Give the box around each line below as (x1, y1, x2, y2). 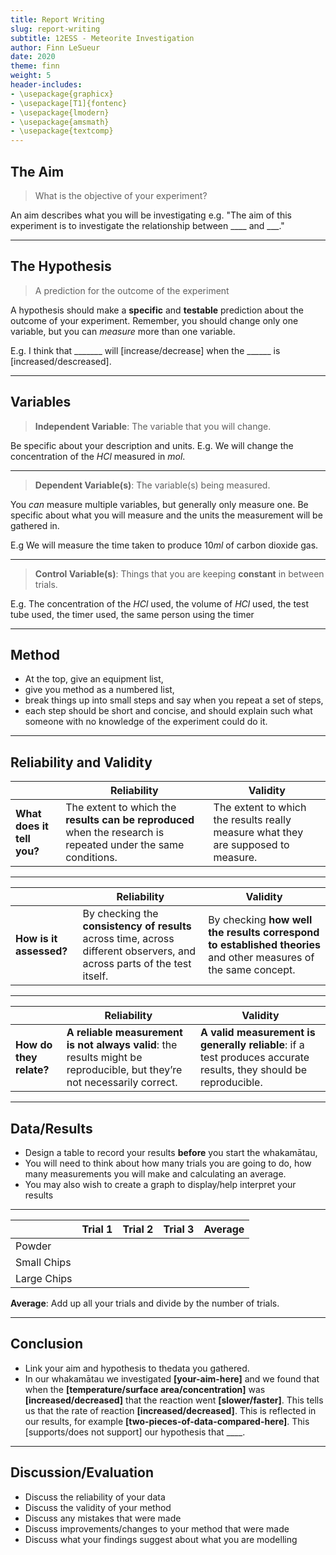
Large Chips (15, 1272, 73, 1285)
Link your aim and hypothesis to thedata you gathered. (24, 1362, 250, 1374)
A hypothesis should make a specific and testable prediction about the (10, 304, 304, 316)
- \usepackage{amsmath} (10, 117, 110, 127)
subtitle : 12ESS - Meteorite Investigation (10, 33, 195, 43)
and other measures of (208, 951, 315, 965)
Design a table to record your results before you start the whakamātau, (24, 1147, 318, 1158)
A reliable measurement (66, 1026, 183, 1040)
